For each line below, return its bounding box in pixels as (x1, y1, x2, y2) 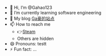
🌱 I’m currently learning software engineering (9, 10, 102, 16)
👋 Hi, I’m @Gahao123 (9, 5, 53, 10)
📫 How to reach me (9, 21, 51, 27)
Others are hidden (17, 36, 54, 41)
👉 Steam (17, 29, 36, 34)
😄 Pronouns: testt (9, 41, 47, 46)
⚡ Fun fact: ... (9, 46, 37, 52)
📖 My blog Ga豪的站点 (9, 16, 55, 21)
